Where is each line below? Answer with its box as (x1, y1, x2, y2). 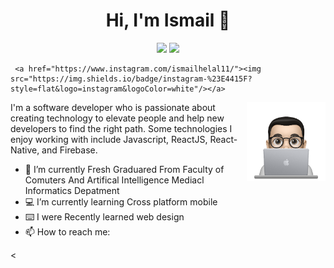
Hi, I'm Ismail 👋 (105, 9, 231, 32)
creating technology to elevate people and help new (10, 112, 225, 124)
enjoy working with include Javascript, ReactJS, (10, 133, 208, 145)
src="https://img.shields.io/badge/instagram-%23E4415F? (10, 74, 253, 84)
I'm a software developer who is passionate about (10, 101, 216, 113)
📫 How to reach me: (24, 225, 111, 238)
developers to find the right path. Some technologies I (10, 122, 233, 134)
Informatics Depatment (24, 184, 120, 196)
